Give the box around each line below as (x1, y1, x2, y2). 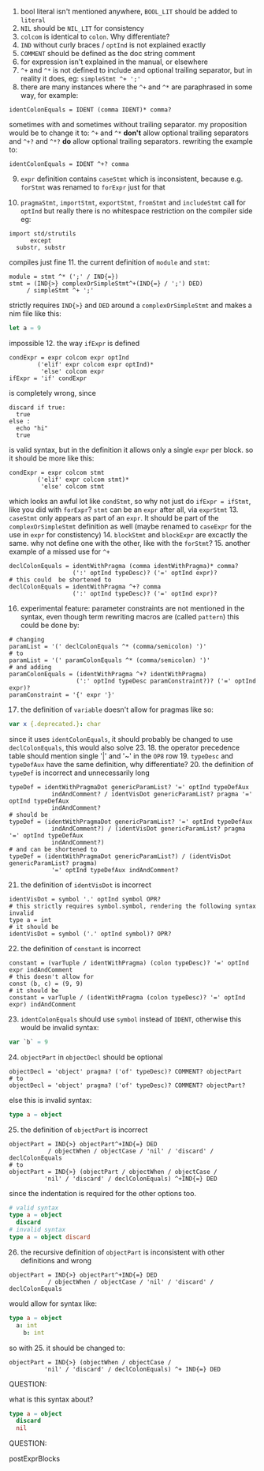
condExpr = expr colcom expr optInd (9, 353, 129, 362)
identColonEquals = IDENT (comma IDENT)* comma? (9, 106, 172, 114)
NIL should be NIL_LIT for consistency (20, 24, 144, 32)
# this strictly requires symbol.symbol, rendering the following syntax (9, 902, 257, 910)
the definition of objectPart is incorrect (20, 1125, 148, 1134)
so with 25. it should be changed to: (9, 1343, 125, 1352)
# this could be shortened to (9, 576, 112, 584)
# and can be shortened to (9, 845, 98, 853)
